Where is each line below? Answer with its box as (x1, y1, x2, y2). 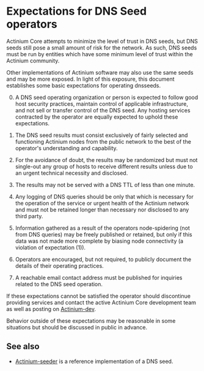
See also (6, 341, 40, 352)
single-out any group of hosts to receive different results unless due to (15, 163, 194, 170)
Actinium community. (6, 57, 60, 64)
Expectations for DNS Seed (6, 4, 147, 18)
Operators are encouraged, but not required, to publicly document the (15, 255, 191, 263)
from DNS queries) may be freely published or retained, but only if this (15, 230, 192, 238)
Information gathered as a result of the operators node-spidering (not (15, 224, 191, 232)
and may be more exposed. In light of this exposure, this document (6, 75, 175, 83)
